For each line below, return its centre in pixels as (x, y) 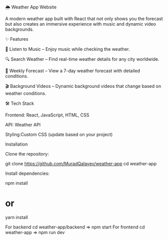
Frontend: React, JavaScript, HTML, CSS (47, 115)
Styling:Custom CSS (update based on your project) (59, 134)
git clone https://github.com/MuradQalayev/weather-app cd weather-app (81, 164)
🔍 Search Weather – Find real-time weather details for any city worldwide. (82, 59)
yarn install (17, 217)
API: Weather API (23, 125)
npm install (17, 183)
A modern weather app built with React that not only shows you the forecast (84, 19)
